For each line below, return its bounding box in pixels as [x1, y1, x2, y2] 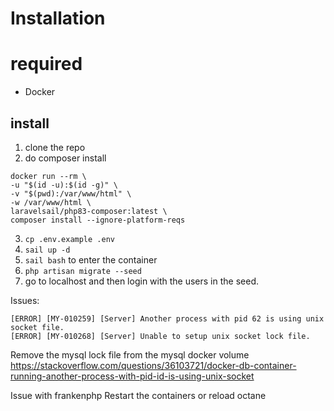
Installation [10, 7, 106, 30]
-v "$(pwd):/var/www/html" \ [10, 188, 132, 199]
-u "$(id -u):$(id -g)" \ [10, 180, 118, 190]
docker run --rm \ [10, 171, 87, 181]
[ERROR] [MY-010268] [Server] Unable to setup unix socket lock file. [10, 331, 311, 341]
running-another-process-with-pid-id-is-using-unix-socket [10, 370, 255, 382]
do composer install [24, 152, 107, 164]
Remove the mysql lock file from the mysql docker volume [10, 348, 250, 361]
